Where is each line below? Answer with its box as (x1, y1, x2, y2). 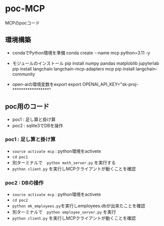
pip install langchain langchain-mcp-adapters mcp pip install (12, 66, 135, 72)
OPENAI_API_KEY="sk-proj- (82, 81, 138, 87)
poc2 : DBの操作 (5, 179, 44, 186)
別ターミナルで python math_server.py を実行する (12, 159, 116, 165)
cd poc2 (12, 198, 28, 203)
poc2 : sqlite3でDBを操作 (12, 122, 63, 128)
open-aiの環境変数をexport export (12, 81, 82, 87)
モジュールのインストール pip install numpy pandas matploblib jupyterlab (12, 60, 160, 66)
